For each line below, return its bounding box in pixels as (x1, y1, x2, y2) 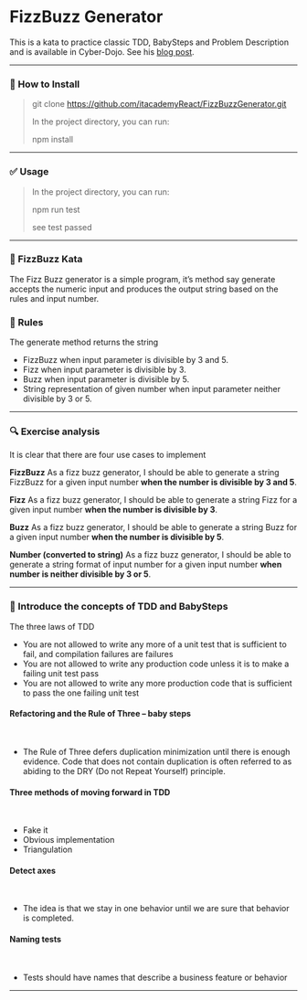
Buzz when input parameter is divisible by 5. (22, 374, 190, 385)
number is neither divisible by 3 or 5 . (9, 569, 152, 580)
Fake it (22, 824, 48, 835)
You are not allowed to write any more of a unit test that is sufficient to (22, 638, 288, 650)
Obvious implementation (22, 835, 115, 846)
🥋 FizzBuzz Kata (9, 253, 83, 266)
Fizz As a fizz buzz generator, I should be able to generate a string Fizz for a (9, 495, 298, 505)
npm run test (31, 204, 80, 215)
